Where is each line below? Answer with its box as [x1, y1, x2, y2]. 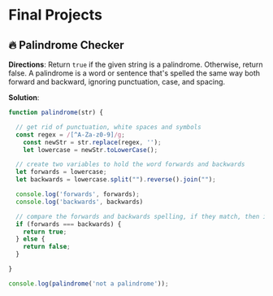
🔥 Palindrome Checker [8, 38, 124, 52]
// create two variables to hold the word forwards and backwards [15, 160, 245, 168]
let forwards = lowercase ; [15, 168, 107, 176]
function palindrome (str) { [8, 108, 104, 116]
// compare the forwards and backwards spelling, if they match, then [15, 212, 260, 220]
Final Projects [8, 6, 103, 24]
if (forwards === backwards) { [15, 220, 122, 229]
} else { [15, 235, 45, 243]
